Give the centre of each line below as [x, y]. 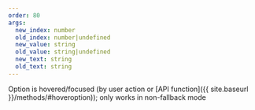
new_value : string [46, 45]
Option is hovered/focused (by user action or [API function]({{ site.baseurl [128, 89]
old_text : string [44, 67]
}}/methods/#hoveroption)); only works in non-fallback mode [107, 97]
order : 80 [24, 15]
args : [17, 23]
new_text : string [44, 60]
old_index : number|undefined [63, 37]
